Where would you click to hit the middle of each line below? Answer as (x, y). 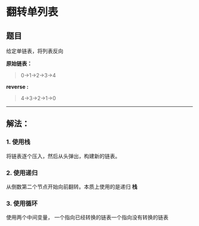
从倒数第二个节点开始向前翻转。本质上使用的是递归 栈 (72, 186)
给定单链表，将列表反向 (35, 51)
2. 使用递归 (22, 173)
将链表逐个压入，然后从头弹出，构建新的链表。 (63, 156)
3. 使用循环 (22, 203)
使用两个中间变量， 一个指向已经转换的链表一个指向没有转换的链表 (87, 217)
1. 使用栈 (18, 142)
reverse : (17, 87)
